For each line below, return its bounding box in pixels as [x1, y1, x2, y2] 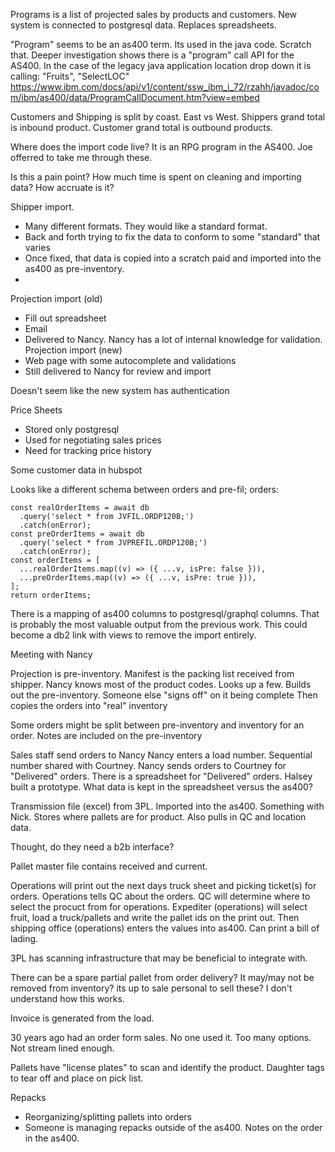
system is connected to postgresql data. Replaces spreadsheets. [10, 19, 277, 31]
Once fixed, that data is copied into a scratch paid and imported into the [24, 252, 322, 264]
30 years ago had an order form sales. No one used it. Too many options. [10, 1032, 312, 1043]
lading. [10, 933, 39, 944]
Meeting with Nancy [10, 649, 93, 660]
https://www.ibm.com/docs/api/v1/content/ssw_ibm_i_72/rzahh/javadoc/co [10, 81, 320, 93]
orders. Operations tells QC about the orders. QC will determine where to [10, 890, 311, 902]
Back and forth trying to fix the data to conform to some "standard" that [24, 231, 321, 243]
